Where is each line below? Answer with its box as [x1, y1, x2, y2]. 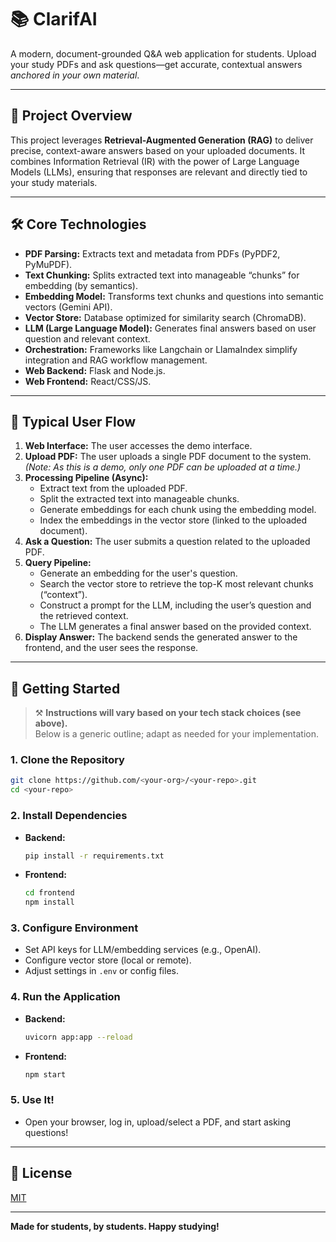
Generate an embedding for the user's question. [39, 567, 238, 580]
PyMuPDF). [24, 258, 73, 270]
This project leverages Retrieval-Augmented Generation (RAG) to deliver [10, 134, 314, 146]
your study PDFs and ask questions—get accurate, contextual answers [10, 58, 303, 70]
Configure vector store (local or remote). [24, 954, 192, 966]
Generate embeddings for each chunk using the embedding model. [39, 504, 317, 516]
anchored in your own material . [10, 69, 140, 81]
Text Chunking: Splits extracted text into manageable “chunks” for [24, 269, 300, 281]
